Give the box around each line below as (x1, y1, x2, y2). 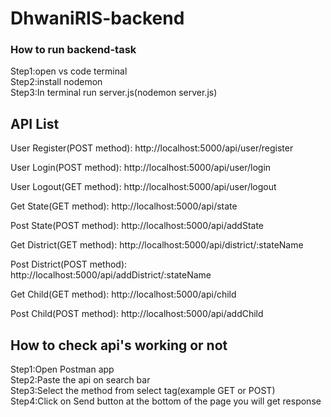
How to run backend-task (10, 43, 137, 57)
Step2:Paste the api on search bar (10, 374, 151, 386)
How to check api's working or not (10, 337, 228, 354)
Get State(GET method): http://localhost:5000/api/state (10, 200, 238, 212)
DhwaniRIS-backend (10, 7, 185, 30)
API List (10, 115, 60, 132)
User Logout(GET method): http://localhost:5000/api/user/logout (10, 181, 277, 193)
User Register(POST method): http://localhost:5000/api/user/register (10, 142, 294, 154)
